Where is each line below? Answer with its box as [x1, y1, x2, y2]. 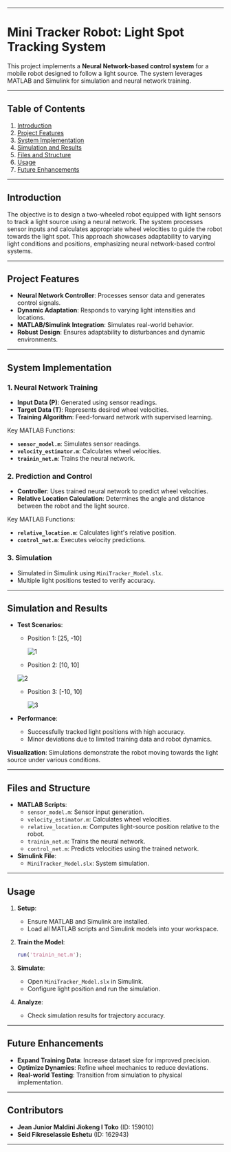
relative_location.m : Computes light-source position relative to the [27, 822, 220, 831]
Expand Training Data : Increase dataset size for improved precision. [16, 1056, 212, 1064]
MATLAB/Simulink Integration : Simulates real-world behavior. [16, 321, 195, 329]
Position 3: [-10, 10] [27, 688, 82, 696]
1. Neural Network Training [7, 382, 98, 392]
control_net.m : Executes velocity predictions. [16, 536, 146, 544]
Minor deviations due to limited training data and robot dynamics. [27, 735, 212, 744]
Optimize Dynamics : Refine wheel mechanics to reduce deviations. [16, 1063, 208, 1071]
